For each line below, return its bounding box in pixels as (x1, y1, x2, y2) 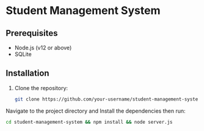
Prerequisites (5, 28, 58, 38)
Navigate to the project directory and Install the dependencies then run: (5, 107, 186, 115)
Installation (5, 68, 49, 79)
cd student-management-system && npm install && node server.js (5, 119, 173, 125)
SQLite (14, 51, 32, 58)
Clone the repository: (14, 84, 68, 91)
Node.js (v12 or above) (14, 44, 72, 51)
